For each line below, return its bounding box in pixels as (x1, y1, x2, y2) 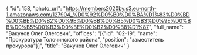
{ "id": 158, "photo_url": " (6, 5, 66, 12)
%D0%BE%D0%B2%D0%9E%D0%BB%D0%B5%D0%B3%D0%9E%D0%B (6, 18, 191, 24)
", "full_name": (148, 23, 184, 30)
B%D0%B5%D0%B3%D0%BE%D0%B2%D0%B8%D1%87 (6, 23, 150, 30)
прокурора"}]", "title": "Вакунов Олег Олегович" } (6, 42, 130, 49)
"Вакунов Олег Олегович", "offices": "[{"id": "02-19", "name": (6, 30, 157, 37)
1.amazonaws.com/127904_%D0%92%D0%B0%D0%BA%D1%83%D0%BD (6, 11, 190, 18)
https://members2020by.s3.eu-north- (65, 5, 157, 12)
